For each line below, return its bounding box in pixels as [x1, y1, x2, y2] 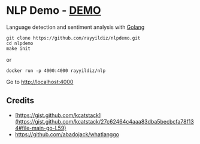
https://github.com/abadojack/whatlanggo [14, 130, 120, 138]
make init [6, 46, 31, 52]
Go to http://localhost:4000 [6, 78, 74, 85]
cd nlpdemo [6, 40, 34, 46]
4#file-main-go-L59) [14, 124, 66, 131]
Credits [6, 95, 35, 106]
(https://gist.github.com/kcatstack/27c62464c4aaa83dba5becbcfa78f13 [14, 118, 195, 125]
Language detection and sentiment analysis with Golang [6, 23, 145, 31]
